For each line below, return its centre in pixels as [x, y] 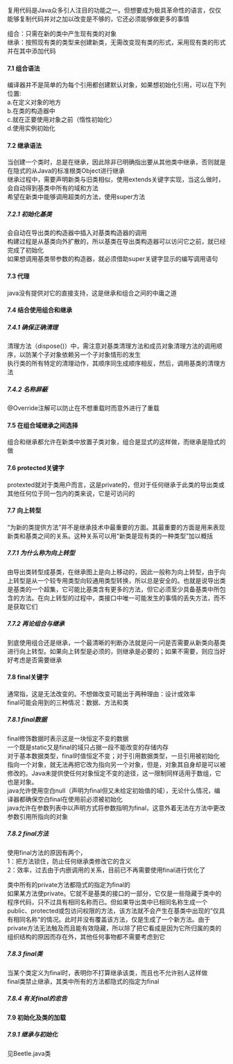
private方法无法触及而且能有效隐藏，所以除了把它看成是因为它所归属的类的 [114, 928]
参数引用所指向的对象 [37, 816]
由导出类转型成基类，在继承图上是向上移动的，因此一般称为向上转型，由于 [113, 572]
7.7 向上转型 [24, 510]
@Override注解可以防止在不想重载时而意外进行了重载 [84, 408]
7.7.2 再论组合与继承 [36, 624]
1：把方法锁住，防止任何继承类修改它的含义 [69, 861]
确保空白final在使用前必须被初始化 [74, 799]
